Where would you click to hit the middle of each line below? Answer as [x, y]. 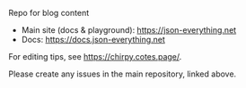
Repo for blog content [49, 13]
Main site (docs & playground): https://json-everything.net [129, 30]
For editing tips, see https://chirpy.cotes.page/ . [95, 56]
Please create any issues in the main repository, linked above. [123, 74]
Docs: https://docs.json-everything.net [93, 40]
